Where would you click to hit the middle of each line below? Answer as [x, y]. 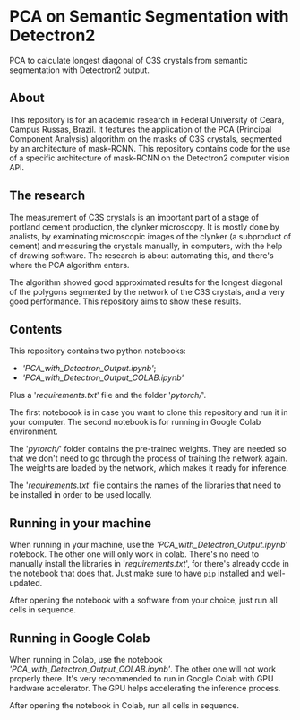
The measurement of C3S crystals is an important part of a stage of [134, 217]
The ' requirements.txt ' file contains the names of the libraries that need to [146, 485]
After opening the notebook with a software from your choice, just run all [143, 600]
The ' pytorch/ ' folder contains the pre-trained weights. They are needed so [148, 449]
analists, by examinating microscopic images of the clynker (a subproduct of [150, 236]
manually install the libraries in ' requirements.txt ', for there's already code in [149, 564]
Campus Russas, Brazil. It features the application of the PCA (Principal [141, 129]
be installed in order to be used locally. [81, 495]
